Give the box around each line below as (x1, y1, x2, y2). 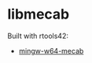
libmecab (7, 5, 70, 23)
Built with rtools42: (7, 31, 68, 40)
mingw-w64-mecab (18, 46, 84, 55)
